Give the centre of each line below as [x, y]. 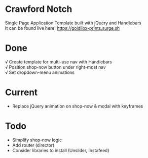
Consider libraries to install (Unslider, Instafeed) [61, 150]
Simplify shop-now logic [37, 140]
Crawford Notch [39, 9]
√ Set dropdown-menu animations [40, 72]
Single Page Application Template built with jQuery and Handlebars [73, 23]
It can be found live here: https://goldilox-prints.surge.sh [62, 28]
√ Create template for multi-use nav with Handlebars [58, 62]
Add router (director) [33, 145]
